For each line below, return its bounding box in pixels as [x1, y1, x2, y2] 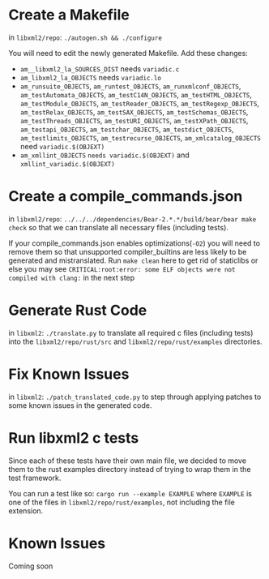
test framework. [8, 473, 62, 482]
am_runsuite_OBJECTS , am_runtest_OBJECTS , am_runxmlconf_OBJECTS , [19, 81, 241, 91]
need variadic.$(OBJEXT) [19, 141, 105, 151]
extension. [8, 505, 44, 516]
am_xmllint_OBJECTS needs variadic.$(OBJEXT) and [19, 150, 190, 160]
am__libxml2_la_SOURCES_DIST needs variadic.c [19, 63, 180, 74]
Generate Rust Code [8, 302, 147, 320]
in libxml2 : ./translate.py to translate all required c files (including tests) [8, 328, 254, 337]
